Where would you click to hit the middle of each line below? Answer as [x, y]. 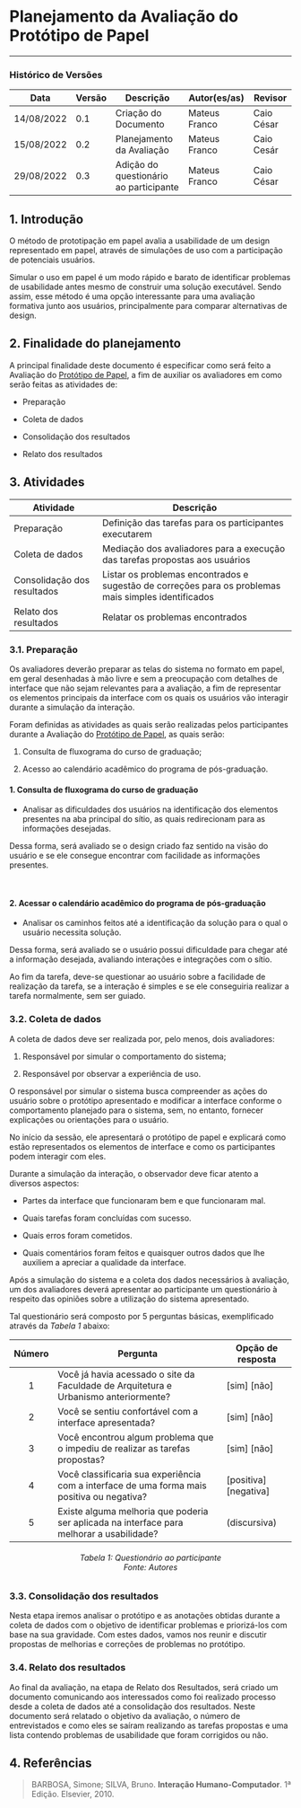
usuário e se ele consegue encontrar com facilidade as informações [135, 856]
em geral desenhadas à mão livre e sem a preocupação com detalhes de [143, 678]
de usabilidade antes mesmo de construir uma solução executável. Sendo [146, 287]
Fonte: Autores [150, 1567]
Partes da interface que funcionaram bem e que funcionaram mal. [144, 1200]
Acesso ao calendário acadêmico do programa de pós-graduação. [145, 769]
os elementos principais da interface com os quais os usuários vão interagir [149, 697]
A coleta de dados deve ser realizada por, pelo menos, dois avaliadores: [142, 1038]
